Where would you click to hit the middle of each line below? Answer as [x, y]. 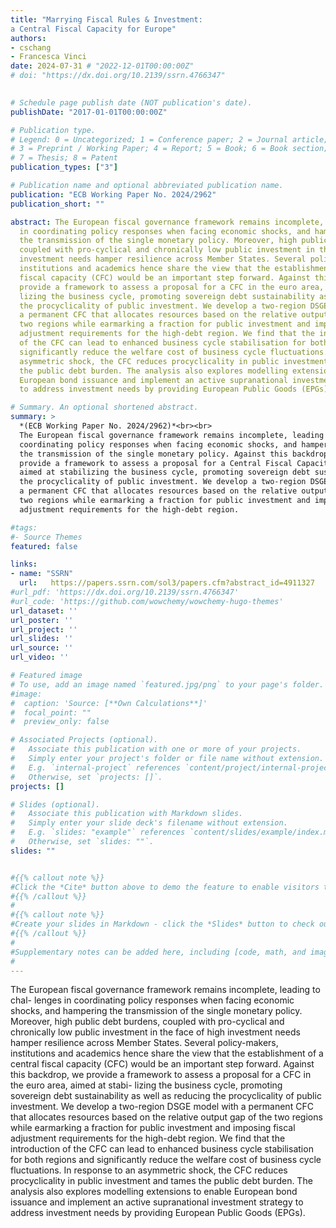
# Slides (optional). [55, 804]
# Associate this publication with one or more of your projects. [156, 749]
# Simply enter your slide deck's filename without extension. [149, 823]
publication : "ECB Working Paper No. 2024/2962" [113, 194]
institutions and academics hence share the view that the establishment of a [167, 1053]
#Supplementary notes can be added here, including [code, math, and [158, 952]
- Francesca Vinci [48, 57]
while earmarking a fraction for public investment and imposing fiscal [153, 1128]
